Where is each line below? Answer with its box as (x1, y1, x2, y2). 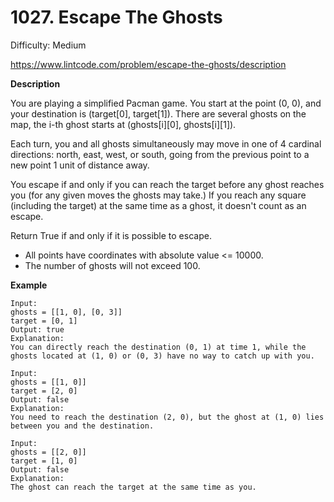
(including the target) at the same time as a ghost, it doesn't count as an (10, 199, 307, 211)
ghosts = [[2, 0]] (10, 447, 87, 457)
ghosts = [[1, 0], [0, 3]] (10, 307, 123, 317)
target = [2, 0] (10, 386, 78, 396)
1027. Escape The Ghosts (10, 6, 223, 29)
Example (10, 279, 48, 291)
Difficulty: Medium (10, 39, 87, 51)
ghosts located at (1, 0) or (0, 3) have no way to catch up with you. (10, 351, 315, 361)
